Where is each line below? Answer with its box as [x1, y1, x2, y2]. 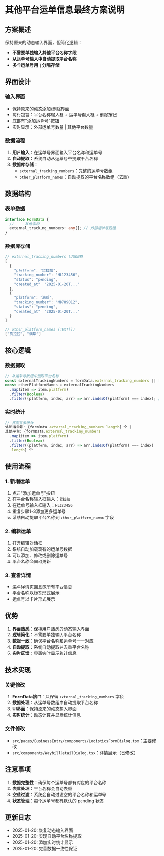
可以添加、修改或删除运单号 [12, 552, 68, 558]
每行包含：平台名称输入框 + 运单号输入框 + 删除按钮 [12, 112, 117, 117]
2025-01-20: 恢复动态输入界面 [12, 827, 73, 833]
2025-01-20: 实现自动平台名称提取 [12, 833, 82, 839]
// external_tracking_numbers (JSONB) [5, 254, 84, 259]
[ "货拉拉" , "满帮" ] [5, 331, 41, 337]
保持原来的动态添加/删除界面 [12, 106, 70, 112]
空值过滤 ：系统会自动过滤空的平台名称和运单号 [12, 791, 106, 797]
